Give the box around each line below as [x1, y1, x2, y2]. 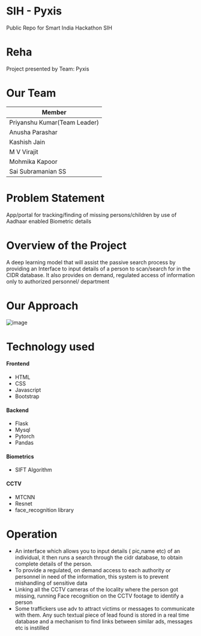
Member [41, 108, 67, 116]
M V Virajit [9, 148, 38, 156]
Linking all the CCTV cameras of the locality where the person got [14, 585, 178, 593]
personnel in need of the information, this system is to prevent [14, 573, 169, 580]
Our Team [6, 86, 56, 100]
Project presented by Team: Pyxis [6, 65, 89, 72]
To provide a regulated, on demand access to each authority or [14, 566, 171, 573]
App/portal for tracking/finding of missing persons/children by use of [6, 211, 177, 218]
